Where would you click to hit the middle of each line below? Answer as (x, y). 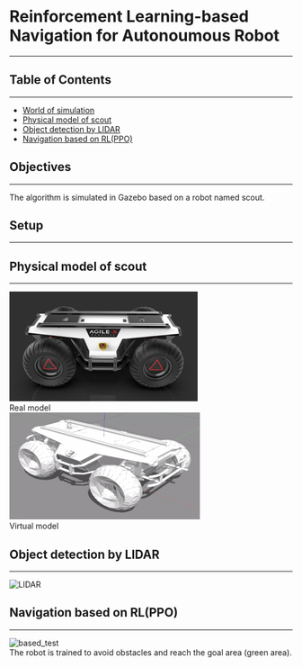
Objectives (40, 167)
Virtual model (34, 526)
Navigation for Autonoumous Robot (145, 36)
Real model (30, 408)
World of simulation (58, 110)
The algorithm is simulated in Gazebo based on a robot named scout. (137, 197)
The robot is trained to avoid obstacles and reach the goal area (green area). (151, 652)
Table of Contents (61, 80)
